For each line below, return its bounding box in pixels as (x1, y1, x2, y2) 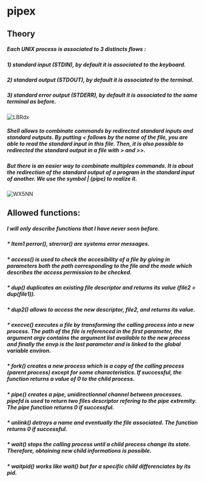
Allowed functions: (7, 208, 81, 218)
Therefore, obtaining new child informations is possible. (7, 447, 152, 455)
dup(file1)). (7, 290, 36, 298)
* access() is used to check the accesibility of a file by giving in (7, 256, 171, 263)
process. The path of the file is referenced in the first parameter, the (7, 327, 183, 335)
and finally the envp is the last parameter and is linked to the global (7, 340, 181, 348)
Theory (7, 29, 36, 39)
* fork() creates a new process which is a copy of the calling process (7, 362, 185, 369)
